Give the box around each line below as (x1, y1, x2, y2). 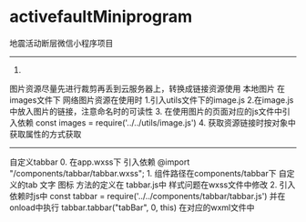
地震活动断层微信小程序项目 (9, 37, 114, 48)
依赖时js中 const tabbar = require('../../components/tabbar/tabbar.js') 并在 (9, 190, 286, 201)
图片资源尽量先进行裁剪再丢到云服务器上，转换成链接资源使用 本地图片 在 (9, 83, 285, 94)
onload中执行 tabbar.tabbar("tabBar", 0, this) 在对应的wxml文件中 (9, 202, 255, 213)
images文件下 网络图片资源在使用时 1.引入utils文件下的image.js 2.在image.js (9, 94, 294, 106)
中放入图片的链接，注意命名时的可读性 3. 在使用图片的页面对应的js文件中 (9, 106, 283, 116)
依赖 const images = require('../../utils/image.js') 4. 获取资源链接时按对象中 (16, 116, 296, 128)
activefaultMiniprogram (9, 6, 193, 27)
